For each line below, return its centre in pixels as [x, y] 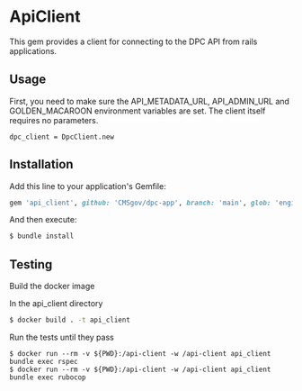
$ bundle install [42, 236]
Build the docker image [52, 286]
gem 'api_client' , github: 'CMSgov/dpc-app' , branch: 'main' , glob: [140, 203]
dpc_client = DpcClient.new [62, 137]
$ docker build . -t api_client [70, 320]
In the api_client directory [56, 304]
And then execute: [43, 220]
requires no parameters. [54, 120]
